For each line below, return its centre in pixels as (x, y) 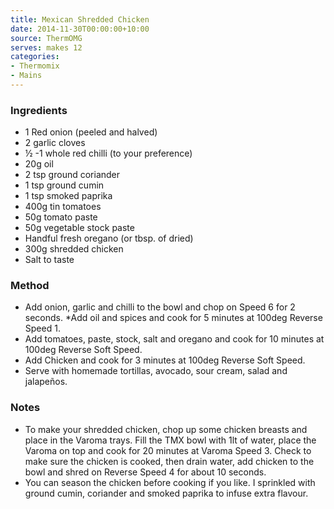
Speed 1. (42, 328)
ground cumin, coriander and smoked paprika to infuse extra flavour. (166, 493)
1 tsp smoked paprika (68, 196)
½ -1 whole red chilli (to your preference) (108, 153)
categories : (35, 57)
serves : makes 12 (46, 47)
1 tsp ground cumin (64, 185)
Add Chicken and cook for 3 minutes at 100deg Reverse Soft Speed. (165, 360)
